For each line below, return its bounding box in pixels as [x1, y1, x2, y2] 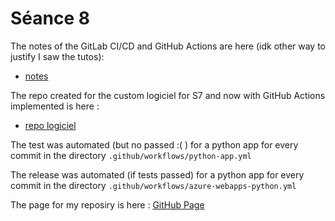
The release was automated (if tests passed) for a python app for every [10, 168, 305, 181]
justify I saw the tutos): [10, 50, 105, 62]
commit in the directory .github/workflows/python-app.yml [10, 149, 252, 161]
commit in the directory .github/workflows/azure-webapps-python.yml [10, 179, 297, 191]
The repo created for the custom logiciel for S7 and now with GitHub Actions [10, 89, 326, 101]
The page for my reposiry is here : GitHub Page [10, 198, 205, 211]
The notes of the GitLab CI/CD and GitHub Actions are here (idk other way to [10, 40, 327, 52]
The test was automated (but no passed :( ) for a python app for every [10, 138, 299, 151]
